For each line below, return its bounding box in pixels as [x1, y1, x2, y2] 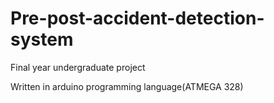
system [10, 28, 74, 51]
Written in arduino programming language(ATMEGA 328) [10, 80, 244, 92]
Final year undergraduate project [10, 61, 146, 73]
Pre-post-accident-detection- [10, 7, 265, 30]
